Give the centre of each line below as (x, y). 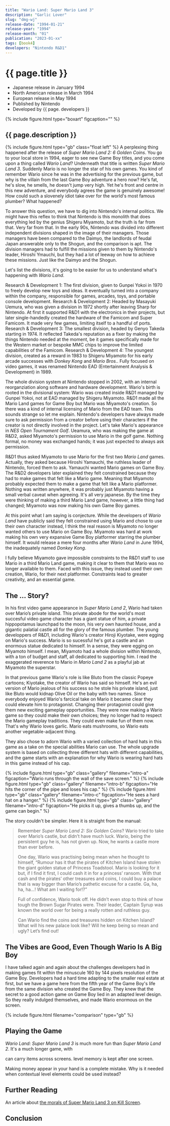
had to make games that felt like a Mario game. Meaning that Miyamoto (79, 479)
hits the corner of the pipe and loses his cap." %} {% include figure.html (80, 789)
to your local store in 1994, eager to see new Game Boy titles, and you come (85, 158)
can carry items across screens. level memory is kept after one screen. (79, 1059)
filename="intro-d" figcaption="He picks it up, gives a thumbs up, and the (82, 806)
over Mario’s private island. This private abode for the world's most (75, 613)
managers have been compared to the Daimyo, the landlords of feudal (78, 238)
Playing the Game (34, 1031)
